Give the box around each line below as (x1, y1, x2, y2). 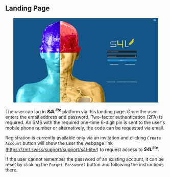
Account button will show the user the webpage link (5, 140, 113, 146)
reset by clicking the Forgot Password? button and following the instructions (5, 162, 164, 168)
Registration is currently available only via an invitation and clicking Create (5, 135, 161, 141)
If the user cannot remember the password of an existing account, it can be (5, 156, 164, 162)
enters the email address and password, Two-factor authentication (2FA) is (5, 114, 163, 120)
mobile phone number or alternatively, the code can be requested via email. (5, 124, 164, 131)
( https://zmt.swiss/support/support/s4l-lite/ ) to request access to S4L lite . (5, 145, 160, 153)
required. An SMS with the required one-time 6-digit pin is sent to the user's (5, 119, 165, 125)
